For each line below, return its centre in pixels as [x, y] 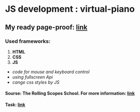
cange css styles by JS [36, 82]
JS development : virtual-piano [70, 9]
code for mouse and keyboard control [51, 72]
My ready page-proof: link [46, 27]
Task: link [15, 105]
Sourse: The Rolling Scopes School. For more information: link [70, 93]
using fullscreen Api [33, 77]
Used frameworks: [28, 41]
